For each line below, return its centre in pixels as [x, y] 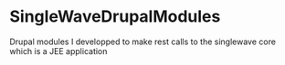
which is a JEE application [58, 51]
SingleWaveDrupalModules [115, 17]
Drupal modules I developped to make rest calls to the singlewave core [143, 42]
